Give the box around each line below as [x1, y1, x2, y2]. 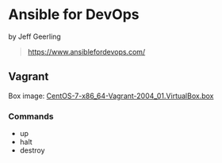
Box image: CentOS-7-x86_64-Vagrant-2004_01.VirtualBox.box [8, 91, 214, 100]
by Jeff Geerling [8, 32, 61, 41]
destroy [19, 146, 45, 155]
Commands [8, 111, 54, 122]
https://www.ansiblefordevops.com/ [27, 47, 146, 56]
